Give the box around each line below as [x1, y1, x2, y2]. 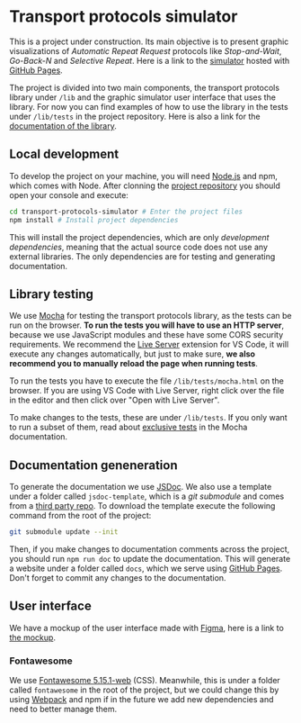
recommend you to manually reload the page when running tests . [9, 358, 259, 369]
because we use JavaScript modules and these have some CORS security [9, 330, 284, 340]
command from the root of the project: [9, 511, 152, 521]
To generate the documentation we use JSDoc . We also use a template [9, 482, 272, 493]
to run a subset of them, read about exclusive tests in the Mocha [9, 421, 248, 433]
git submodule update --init [9, 528, 119, 537]
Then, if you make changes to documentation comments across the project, [9, 544, 290, 555]
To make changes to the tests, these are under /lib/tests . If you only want [9, 412, 288, 423]
